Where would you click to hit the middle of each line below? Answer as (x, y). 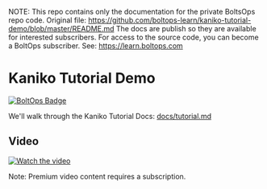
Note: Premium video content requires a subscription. (97, 176)
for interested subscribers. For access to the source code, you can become (134, 37)
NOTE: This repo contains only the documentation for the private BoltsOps (132, 12)
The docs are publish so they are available (186, 29)
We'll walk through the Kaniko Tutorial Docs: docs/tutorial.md (110, 116)
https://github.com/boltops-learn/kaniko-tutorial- (170, 20)
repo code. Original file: (48, 20)
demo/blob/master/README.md (61, 29)
